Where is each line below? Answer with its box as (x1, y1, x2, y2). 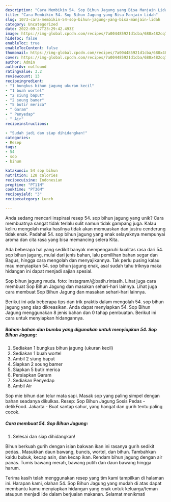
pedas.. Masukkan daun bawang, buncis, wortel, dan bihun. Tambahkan (5, 448, 156, 455)
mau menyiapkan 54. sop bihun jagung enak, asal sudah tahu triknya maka (5, 262, 162, 269)
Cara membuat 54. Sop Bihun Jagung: (5, 420, 88, 427)
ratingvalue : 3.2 (5, 69, 42, 74)
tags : (5, 145, 17, 150)
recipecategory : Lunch (5, 197, 53, 202)
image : (5, 31, 19, 36)
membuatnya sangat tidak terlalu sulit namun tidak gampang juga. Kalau (5, 220, 156, 226)
